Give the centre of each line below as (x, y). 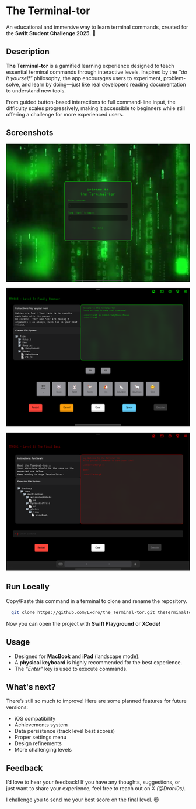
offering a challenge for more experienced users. (65, 114)
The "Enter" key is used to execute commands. (71, 669)
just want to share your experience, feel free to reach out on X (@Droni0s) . (96, 789)
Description (28, 52)
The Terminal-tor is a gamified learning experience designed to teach (90, 66)
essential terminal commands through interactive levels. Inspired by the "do (97, 72)
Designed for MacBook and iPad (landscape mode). (77, 656)
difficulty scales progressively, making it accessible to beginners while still (96, 108)
